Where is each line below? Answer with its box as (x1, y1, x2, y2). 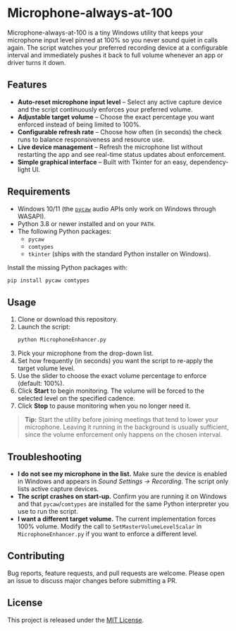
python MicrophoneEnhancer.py (17, 336, 107, 343)
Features (7, 79, 47, 91)
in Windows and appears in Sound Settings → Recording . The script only (17, 477, 229, 485)
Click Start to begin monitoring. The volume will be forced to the (17, 387, 204, 395)
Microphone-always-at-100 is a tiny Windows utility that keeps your (7, 28, 204, 37)
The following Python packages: (17, 227, 111, 235)
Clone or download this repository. (17, 315, 118, 324)
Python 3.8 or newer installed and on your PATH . (17, 219, 156, 228)
